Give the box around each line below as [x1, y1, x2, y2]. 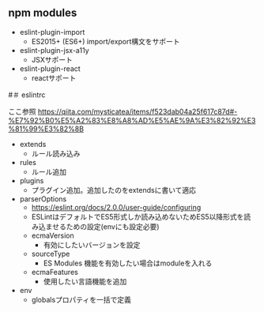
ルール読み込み [31, 148, 81, 158]
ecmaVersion [31, 231, 74, 240]
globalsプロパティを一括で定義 [31, 295, 132, 304]
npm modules [8, 6, 77, 20]
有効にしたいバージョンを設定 [43, 240, 141, 250]
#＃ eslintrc [8, 90, 46, 100]
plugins [19, 175, 44, 185]
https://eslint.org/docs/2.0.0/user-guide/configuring [31, 202, 202, 212]
